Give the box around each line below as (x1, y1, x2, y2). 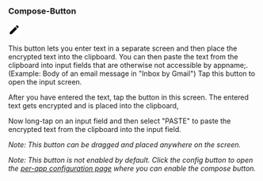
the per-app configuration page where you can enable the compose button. (8, 164, 256, 173)
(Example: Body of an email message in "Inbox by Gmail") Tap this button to (8, 69, 256, 78)
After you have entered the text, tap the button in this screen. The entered (8, 92, 250, 102)
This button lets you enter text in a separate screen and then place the (8, 43, 238, 53)
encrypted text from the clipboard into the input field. (8, 125, 181, 134)
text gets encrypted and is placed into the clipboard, (8, 101, 179, 111)
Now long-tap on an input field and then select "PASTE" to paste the (8, 116, 231, 126)
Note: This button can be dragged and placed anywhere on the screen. (8, 140, 242, 149)
